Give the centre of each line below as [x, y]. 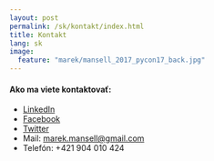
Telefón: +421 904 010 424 [73, 148]
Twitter [36, 129]
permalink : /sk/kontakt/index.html [77, 26]
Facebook [41, 119]
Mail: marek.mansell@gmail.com [83, 138]
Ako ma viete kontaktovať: [61, 89]
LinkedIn [39, 109]
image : [22, 52]
